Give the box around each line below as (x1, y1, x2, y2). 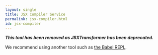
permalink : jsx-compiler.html (5, 16, 68, 21)
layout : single (5, 7, 37, 12)
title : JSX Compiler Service (5, 12, 66, 17)
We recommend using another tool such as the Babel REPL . (5, 44, 127, 50)
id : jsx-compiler (5, 21, 41, 26)
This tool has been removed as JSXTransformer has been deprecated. (5, 35, 154, 41)
